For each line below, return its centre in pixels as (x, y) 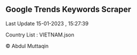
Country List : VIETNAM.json (40, 35)
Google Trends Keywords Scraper (68, 10)
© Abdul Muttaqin (27, 46)
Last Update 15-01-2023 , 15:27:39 (47, 23)
